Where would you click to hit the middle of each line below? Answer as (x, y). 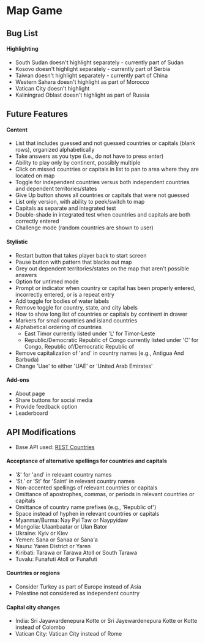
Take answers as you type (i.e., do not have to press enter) (89, 156)
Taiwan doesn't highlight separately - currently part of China (91, 75)
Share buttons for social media (54, 400)
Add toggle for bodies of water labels (62, 301)
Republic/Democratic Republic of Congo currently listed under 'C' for (111, 340)
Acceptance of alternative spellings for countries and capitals (87, 461)
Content (17, 130)
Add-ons (18, 380)
